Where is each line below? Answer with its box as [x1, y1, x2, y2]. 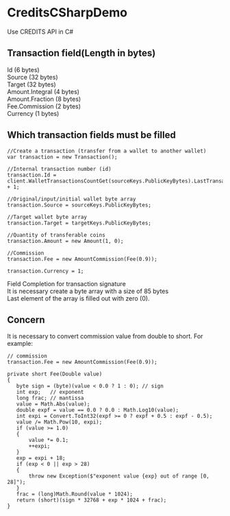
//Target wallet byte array [7, 213, 88, 220]
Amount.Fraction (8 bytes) [7, 95, 81, 103]
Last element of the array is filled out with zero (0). [7, 294, 150, 303]
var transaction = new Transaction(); [7, 153, 118, 161]
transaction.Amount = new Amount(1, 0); [7, 237, 125, 244]
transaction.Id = [7, 172, 57, 178]
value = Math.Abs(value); [16, 401, 90, 408]
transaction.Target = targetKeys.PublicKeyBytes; [7, 220, 152, 226]
